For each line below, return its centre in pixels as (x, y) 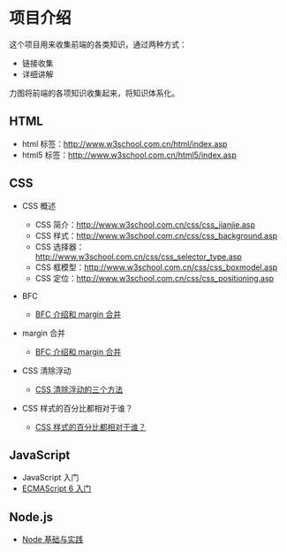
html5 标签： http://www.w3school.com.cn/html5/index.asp (129, 155)
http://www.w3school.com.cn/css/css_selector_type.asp (138, 257)
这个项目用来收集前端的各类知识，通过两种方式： (98, 44)
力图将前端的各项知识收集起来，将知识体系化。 (94, 93)
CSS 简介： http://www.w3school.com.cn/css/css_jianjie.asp (145, 224)
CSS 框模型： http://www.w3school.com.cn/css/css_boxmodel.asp (156, 267)
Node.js (31, 517)
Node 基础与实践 (53, 540)
